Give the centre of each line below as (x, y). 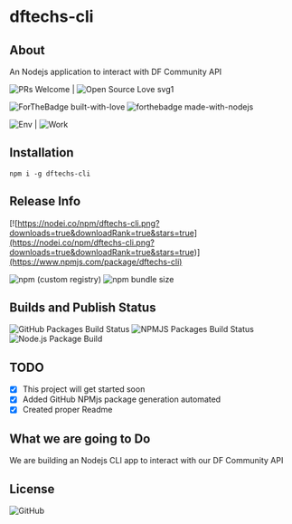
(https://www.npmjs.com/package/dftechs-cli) (96, 262)
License (32, 489)
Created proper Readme (67, 410)
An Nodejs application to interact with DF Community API (116, 71)
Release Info (45, 201)
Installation (42, 152)
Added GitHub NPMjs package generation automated (122, 399)
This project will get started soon (84, 389)
